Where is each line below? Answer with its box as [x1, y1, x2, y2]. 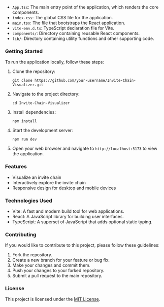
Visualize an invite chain [12, 174, 62, 180]
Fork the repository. [12, 252, 53, 258]
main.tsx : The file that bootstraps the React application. [12, 20, 126, 26]
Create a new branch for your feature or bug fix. [12, 257, 110, 263]
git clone [12, 78, 33, 83]
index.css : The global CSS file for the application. [12, 15, 113, 20]
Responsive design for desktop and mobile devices [12, 185, 116, 191]
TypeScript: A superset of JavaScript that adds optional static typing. [12, 219, 153, 225]
